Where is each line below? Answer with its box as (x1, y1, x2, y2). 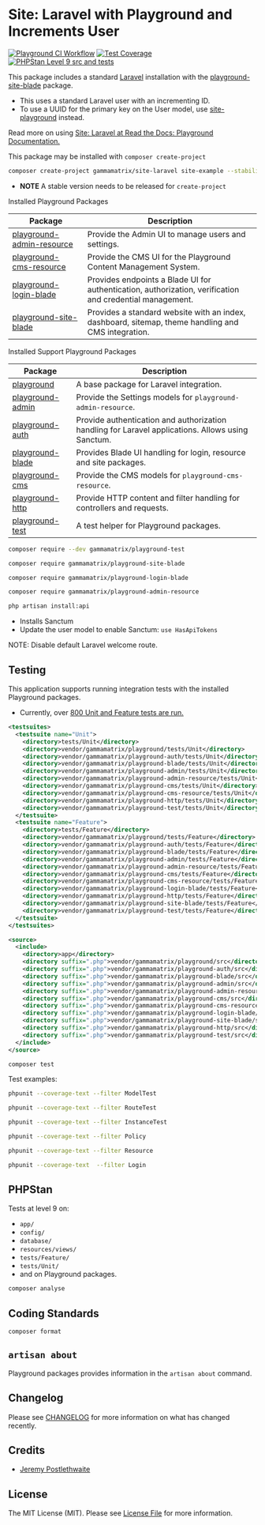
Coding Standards (8, 1306, 99, 1320)
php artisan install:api (8, 602, 90, 610)
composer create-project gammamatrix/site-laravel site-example (8, 167, 224, 175)
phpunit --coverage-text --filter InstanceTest (8, 1118, 168, 1127)
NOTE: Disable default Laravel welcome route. (8, 640, 158, 650)
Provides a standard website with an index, (87, 307, 246, 318)
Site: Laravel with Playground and (8, 6, 233, 24)
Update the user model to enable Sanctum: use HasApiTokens (19, 625, 218, 634)
